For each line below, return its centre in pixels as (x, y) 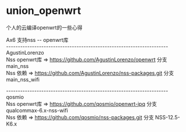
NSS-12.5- (168, 117)
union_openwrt (44, 11)
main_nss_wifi (23, 79)
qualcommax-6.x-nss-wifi (37, 110)
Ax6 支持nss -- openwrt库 (37, 40)
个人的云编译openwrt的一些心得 (44, 27)
